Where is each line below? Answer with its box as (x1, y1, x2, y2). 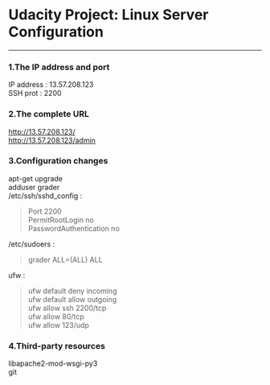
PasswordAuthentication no (27, 223, 121, 233)
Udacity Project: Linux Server (8, 6, 209, 24)
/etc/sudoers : (8, 239, 55, 249)
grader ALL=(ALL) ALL (27, 255, 103, 264)
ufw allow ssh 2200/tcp (27, 303, 107, 313)
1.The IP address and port (8, 61, 110, 72)
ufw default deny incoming (27, 286, 117, 296)
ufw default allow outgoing (27, 294, 117, 304)
